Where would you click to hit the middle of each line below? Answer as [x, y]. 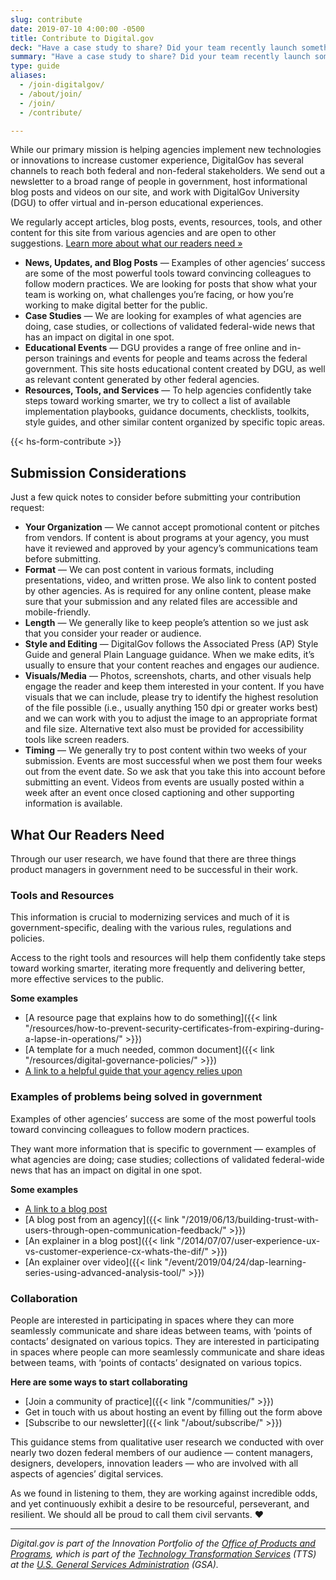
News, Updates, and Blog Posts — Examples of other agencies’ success [175, 263]
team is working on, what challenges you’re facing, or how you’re [159, 295]
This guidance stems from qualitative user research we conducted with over [167, 1442]
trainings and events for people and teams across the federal [182, 358]
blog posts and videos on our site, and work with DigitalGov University [155, 192]
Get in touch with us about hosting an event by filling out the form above [173, 1412]
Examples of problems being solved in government [136, 1097]
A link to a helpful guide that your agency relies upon [133, 1071]
